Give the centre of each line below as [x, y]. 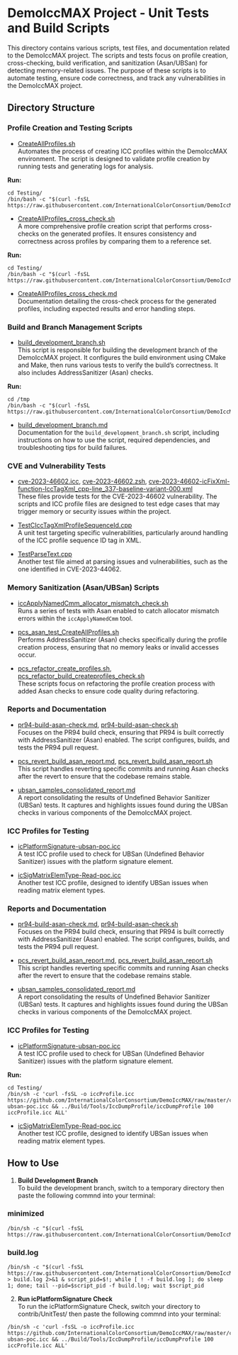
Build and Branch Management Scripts [75, 327]
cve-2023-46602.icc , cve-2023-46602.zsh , [82, 481]
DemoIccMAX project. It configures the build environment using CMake [122, 357]
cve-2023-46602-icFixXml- [189, 481]
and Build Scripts [58, 28]
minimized [26, 1214]
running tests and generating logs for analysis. [85, 166]
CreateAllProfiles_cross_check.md [67, 293]
